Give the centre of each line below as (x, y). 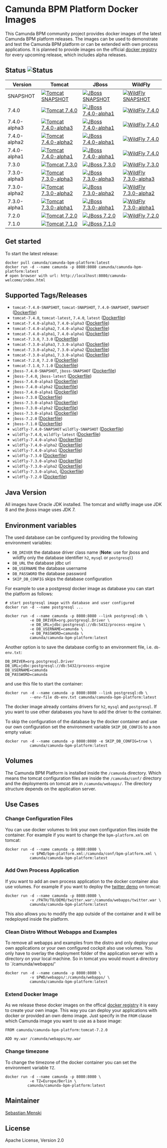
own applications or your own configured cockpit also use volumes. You (79, 948)
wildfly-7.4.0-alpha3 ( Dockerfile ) (47, 440)
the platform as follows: (29, 594)
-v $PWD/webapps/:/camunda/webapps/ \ (70, 978)
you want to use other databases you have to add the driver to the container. (83, 712)
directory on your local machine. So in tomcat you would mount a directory (82, 959)
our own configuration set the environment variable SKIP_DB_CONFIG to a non (83, 727)
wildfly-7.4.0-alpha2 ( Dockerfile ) (47, 445)
